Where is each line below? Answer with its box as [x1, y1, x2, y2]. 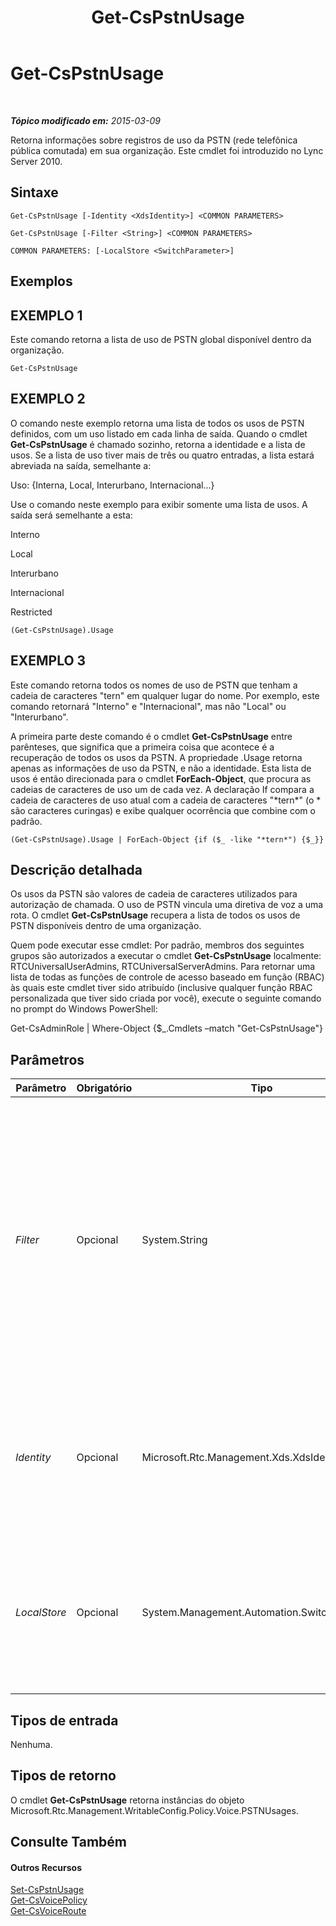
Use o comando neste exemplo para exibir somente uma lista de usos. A [10, 498, 308, 510]
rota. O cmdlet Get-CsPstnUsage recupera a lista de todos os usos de [10, 909, 301, 921]
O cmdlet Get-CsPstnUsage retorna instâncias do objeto [10, 1794, 245, 1806]
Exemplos [10, 273, 73, 290]
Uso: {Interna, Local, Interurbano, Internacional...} [10, 479, 215, 491]
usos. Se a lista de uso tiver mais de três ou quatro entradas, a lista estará [10, 449, 315, 461]
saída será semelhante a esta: [10, 509, 133, 521]
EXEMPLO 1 [10, 307, 83, 324]
